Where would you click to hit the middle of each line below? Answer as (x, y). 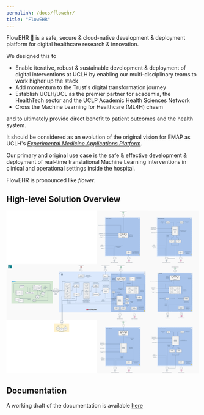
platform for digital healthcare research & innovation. (73, 44)
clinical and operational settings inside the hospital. (71, 168)
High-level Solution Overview (64, 199)
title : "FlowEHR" (28, 19)
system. (16, 125)
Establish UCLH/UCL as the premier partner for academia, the (93, 94)
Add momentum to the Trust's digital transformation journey (91, 87)
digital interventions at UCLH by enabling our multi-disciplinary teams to (106, 74)
